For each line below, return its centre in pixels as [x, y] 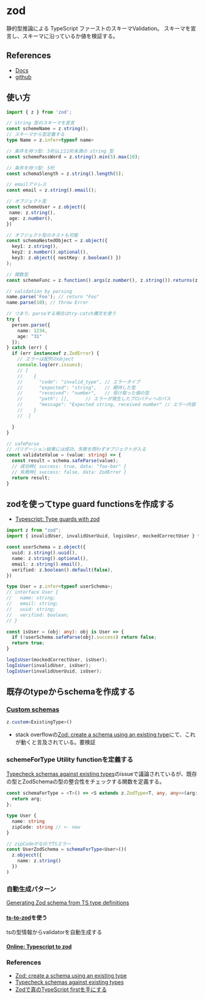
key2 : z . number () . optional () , [50, 252]
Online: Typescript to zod [39, 946]
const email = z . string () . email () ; [52, 190]
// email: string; [33, 603]
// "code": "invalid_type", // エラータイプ [79, 382]
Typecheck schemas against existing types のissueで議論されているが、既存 [102, 774]
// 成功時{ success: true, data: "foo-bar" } [69, 466]
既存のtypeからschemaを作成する [71, 692]
